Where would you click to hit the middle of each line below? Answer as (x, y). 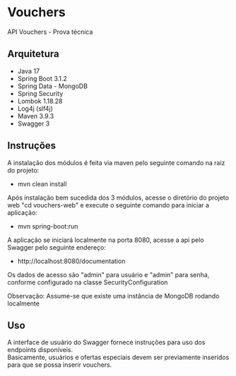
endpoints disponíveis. (40, 350)
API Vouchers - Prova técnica (50, 32)
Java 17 (29, 71)
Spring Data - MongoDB (53, 86)
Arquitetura (33, 54)
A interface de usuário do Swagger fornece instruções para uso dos (106, 342)
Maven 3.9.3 (36, 116)
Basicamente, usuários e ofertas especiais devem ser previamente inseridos (118, 358)
